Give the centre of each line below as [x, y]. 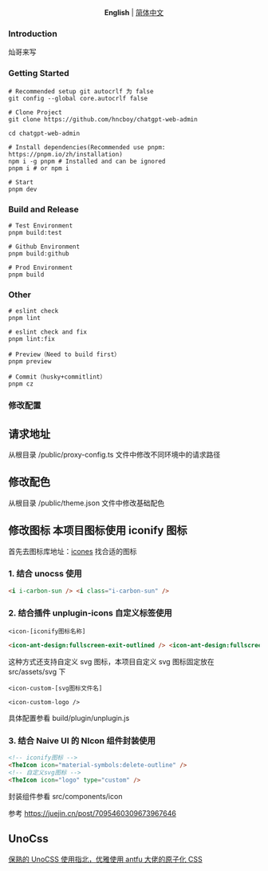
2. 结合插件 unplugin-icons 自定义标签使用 [91, 612]
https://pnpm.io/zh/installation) [66, 154]
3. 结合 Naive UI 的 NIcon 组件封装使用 [82, 740]
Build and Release [43, 209]
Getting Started [39, 73]
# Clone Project [35, 112]
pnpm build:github [39, 253]
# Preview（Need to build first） [65, 354]
